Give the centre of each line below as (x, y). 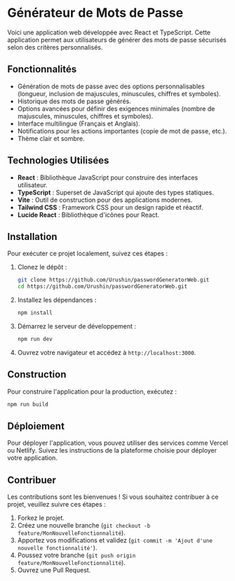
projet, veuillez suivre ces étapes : (57, 505)
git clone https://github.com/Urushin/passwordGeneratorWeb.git (113, 280)
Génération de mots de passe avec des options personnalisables (111, 86)
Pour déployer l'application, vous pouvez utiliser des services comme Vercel (117, 443)
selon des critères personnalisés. (55, 47)
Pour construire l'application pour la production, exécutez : (92, 392)
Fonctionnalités (42, 69)
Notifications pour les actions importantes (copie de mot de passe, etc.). (122, 131)
